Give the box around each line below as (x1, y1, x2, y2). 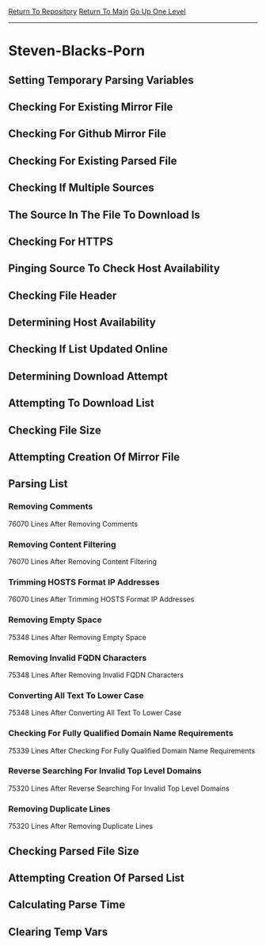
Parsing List (8, 477, 68, 490)
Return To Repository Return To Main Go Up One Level (8, 7, 186, 16)
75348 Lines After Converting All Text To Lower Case (8, 708, 182, 718)
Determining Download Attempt (8, 369, 168, 383)
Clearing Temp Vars (8, 925, 108, 938)
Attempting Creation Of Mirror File (8, 451, 180, 464)
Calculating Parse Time (8, 898, 126, 912)
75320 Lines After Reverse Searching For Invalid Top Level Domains (8, 784, 230, 793)
